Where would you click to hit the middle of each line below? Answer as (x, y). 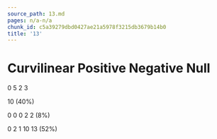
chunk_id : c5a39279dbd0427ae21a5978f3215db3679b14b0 (87, 27)
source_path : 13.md (36, 14)
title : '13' (25, 34)
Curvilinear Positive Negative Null (109, 68)
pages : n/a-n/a (30, 20)
